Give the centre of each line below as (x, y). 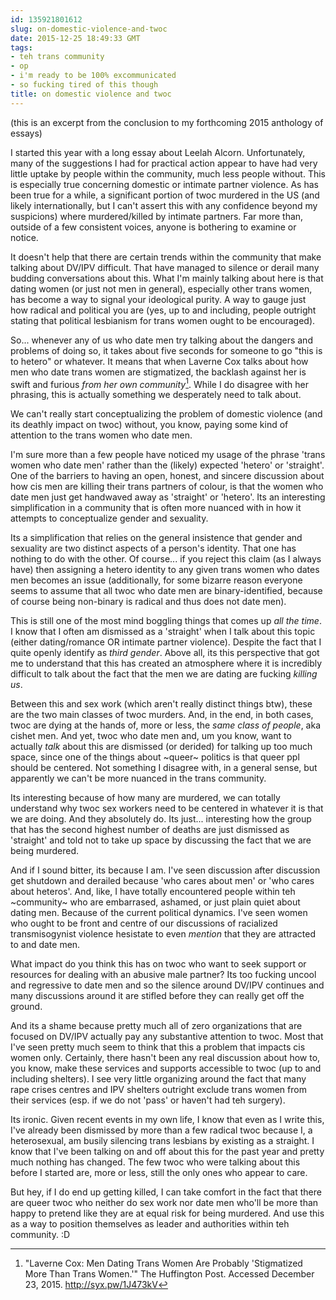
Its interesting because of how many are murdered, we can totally (145, 798)
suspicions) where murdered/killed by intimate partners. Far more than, (157, 216)
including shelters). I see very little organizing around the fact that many (158, 1079)
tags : (21, 47)
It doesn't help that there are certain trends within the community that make (166, 257)
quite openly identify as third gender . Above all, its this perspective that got (165, 653)
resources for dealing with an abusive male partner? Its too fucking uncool (163, 975)
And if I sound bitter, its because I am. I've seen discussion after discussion (165, 870)
